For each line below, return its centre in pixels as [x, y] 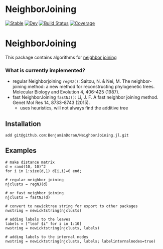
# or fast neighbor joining [35, 193]
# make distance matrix [30, 162]
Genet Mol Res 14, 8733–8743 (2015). [51, 103]
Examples [21, 151]
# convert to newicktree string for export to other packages [71, 206]
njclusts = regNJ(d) [27, 184]
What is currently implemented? [45, 70]
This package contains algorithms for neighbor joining [61, 57]
